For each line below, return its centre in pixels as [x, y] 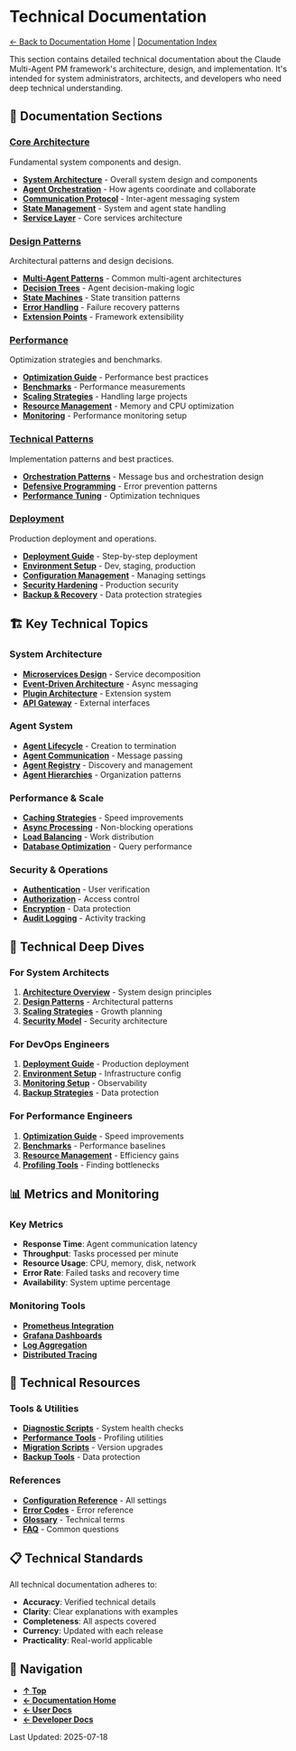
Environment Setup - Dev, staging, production [109, 566]
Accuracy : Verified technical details [89, 1602]
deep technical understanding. [66, 88]
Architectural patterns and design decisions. [92, 260]
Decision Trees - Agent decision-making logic [109, 287]
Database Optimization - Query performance [107, 847]
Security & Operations [59, 870]
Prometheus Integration [68, 1325]
